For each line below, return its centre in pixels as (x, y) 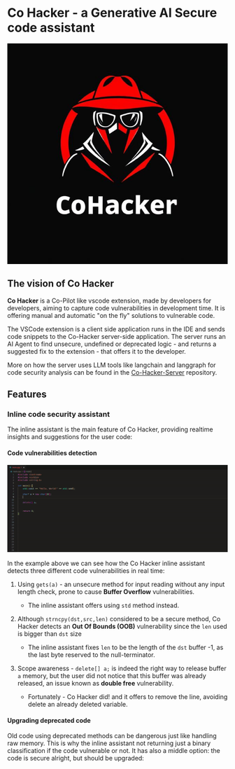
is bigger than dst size (49, 633)
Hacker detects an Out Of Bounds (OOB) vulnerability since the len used (122, 626)
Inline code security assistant (59, 415)
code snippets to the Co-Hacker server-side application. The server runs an (116, 336)
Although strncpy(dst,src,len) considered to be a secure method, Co (119, 618)
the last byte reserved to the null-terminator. (91, 654)
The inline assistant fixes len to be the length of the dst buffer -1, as (126, 647)
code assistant (51, 28)
